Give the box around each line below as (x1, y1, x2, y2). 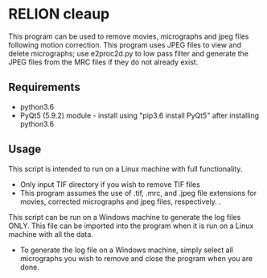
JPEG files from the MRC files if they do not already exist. (8, 57, 199, 67)
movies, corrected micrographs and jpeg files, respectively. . (19, 197, 221, 206)
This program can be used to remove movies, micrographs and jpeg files (8, 31, 249, 41)
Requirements (8, 81, 80, 94)
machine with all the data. (8, 229, 94, 239)
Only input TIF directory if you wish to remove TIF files (19, 179, 201, 189)
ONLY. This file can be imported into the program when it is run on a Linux (8, 221, 254, 230)
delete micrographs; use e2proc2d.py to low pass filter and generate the (8, 48, 249, 58)
